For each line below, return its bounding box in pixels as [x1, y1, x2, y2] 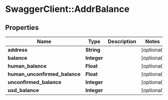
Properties [5, 23, 39, 32]
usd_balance [7, 87, 39, 94]
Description [107, 38, 136, 45]
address [7, 46, 28, 53]
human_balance [7, 63, 46, 69]
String [85, 46, 101, 53]
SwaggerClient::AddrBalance [5, 3, 130, 15]
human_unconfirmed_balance [7, 71, 81, 78]
